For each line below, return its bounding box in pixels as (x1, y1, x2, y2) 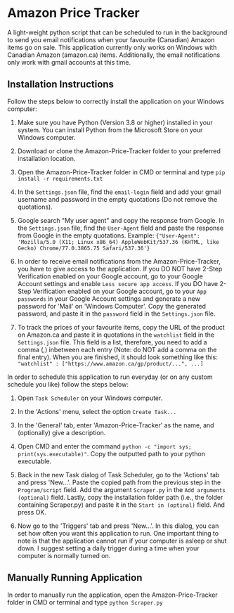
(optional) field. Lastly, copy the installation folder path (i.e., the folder (17, 493, 223, 501)
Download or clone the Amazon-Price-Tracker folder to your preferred (17, 146, 221, 155)
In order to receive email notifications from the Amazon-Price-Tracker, (17, 257, 221, 265)
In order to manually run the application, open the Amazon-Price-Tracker (7, 591, 218, 599)
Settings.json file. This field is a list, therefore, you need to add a (17, 337, 207, 346)
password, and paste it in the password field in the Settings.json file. (17, 309, 216, 318)
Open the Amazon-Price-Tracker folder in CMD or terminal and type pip (17, 167, 226, 176)
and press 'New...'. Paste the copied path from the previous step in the (17, 478, 221, 486)
